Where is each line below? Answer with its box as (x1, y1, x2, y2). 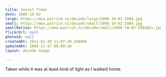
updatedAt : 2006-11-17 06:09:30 (5, 44, 72, 49)
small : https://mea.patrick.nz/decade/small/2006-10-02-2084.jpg (5, 21, 142, 26)
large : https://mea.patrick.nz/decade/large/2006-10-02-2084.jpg (5, 16, 142, 21)
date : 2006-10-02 (5, 12, 41, 17)
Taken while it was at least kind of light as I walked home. (5, 66, 122, 72)
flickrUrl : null (5, 30, 39, 35)
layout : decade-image (5, 48, 50, 53)
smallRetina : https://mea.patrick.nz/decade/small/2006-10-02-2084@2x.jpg (5, 26, 163, 30)
